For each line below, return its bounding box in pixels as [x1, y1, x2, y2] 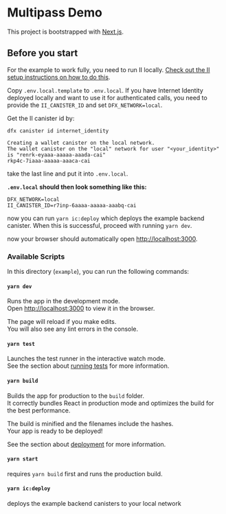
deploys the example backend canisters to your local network [7, 500, 182, 508]
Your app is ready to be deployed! [7, 427, 103, 435]
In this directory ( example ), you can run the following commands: [7, 268, 190, 276]
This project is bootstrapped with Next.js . [7, 27, 124, 36]
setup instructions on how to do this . [7, 73, 111, 81]
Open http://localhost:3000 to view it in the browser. [7, 304, 155, 313]
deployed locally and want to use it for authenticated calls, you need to [7, 93, 207, 102]
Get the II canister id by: [7, 114, 75, 122]
